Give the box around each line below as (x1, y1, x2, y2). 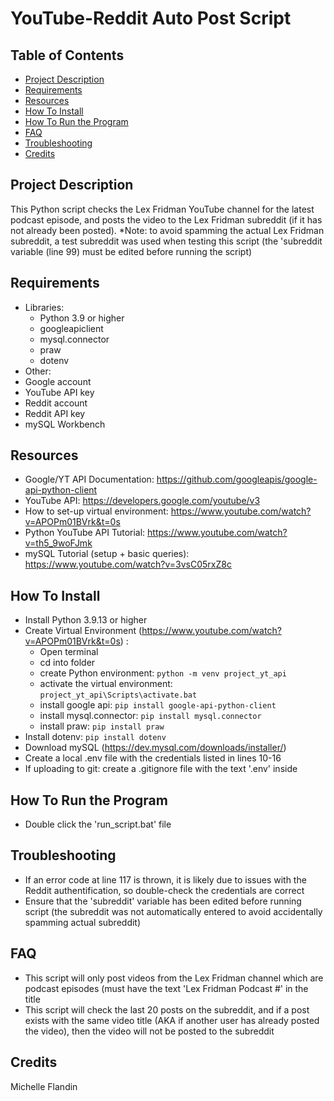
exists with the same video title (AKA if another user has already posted (24, 1014, 320, 1026)
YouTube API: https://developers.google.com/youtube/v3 (24, 495, 261, 507)
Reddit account (24, 397, 88, 409)
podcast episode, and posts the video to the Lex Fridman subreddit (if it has (10, 213, 323, 226)
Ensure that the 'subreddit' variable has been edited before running (24, 895, 302, 907)
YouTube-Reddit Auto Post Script (10, 7, 292, 30)
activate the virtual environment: (39, 678, 173, 690)
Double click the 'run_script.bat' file (24, 818, 172, 831)
